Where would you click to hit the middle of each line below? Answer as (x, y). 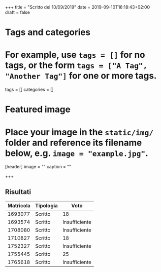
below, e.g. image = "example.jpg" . (77, 153)
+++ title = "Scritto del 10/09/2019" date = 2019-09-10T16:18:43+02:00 (78, 7)
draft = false (17, 12)
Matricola (19, 206)
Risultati (18, 192)
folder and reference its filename (73, 142)
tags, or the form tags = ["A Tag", (76, 65)
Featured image (38, 109)
